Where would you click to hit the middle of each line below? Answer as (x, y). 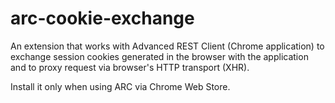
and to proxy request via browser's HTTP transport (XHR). (130, 67)
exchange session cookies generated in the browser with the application (159, 56)
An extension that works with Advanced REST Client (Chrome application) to (167, 46)
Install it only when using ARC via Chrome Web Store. (120, 86)
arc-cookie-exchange (102, 18)
